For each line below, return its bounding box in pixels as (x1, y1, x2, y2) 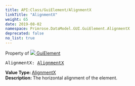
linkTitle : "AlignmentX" (5, 12, 58, 17)
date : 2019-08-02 (5, 21, 42, 27)
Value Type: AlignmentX (5, 69, 57, 75)
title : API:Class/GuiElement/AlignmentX (5, 7, 92, 13)
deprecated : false (5, 31, 44, 36)
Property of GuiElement (5, 50, 61, 56)
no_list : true (5, 36, 35, 41)
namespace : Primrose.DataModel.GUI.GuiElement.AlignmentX (5, 26, 130, 31)
